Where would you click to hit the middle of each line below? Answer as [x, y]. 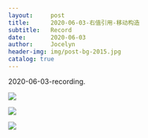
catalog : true [31, 60]
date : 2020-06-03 [47, 37]
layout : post [37, 15]
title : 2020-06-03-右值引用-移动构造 [74, 23]
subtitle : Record [40, 30]
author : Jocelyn [42, 45]
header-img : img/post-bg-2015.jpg [65, 52]
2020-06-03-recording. [47, 81]
